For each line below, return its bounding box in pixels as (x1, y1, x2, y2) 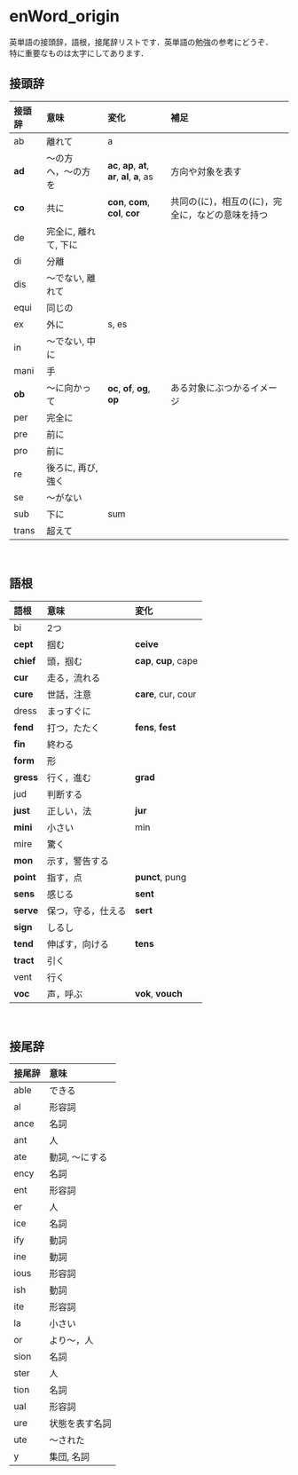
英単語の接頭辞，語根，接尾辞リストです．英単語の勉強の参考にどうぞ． (9, 36, 273, 47)
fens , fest (134, 721, 176, 733)
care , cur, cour (134, 688, 197, 700)
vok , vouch (134, 987, 184, 999)
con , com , (107, 195, 151, 208)
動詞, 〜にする (49, 1151, 108, 1163)
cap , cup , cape (134, 654, 198, 667)
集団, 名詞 (49, 1451, 90, 1463)
